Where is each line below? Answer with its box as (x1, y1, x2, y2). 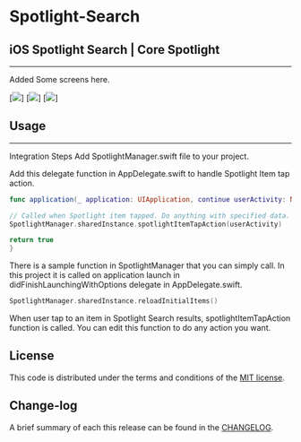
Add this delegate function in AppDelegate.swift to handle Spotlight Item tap (9, 168, 290, 178)
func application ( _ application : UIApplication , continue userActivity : (9, 195, 287, 204)
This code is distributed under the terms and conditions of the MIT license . (9, 372, 285, 383)
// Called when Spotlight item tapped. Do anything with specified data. (9, 211, 291, 221)
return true (9, 236, 54, 245)
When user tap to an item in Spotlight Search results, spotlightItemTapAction (9, 313, 291, 324)
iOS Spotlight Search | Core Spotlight (9, 42, 220, 57)
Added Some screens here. (9, 74, 110, 84)
